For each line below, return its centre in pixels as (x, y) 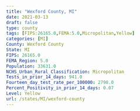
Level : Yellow (23, 93)
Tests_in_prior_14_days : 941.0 (44, 77)
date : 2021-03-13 (27, 17)
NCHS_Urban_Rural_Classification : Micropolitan (65, 72)
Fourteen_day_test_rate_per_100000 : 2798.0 (60, 83)
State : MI (18, 50)
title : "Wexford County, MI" (42, 11)
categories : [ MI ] (27, 39)
